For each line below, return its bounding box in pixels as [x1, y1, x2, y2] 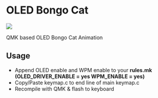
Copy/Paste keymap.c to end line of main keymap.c [14, 79, 140, 86]
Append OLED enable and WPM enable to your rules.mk [14, 66, 152, 73]
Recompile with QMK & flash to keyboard [14, 85, 114, 92]
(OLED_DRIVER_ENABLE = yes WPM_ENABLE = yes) [14, 73, 145, 80]
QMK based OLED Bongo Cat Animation [6, 33, 103, 41]
